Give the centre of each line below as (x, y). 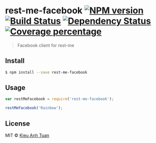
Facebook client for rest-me (46, 45)
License (18, 123)
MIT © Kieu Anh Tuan (27, 135)
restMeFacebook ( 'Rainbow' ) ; (34, 108)
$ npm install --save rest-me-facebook (46, 72)
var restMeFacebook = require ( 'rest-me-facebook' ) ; (59, 99)
